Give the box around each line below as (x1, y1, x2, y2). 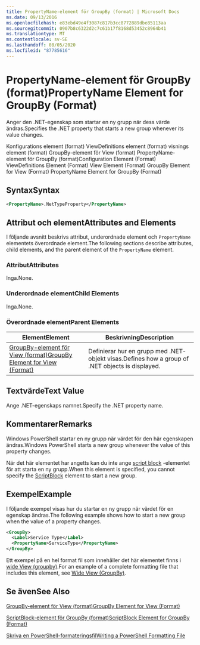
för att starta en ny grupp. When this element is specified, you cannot (6, 465, 175, 473)
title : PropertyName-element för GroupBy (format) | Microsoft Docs (6, 8, 180, 15)
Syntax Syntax (6, 186, 60, 196)
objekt (88, 354, 106, 363)
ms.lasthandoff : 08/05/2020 (6, 42, 76, 48)
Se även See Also (6, 587, 70, 597)
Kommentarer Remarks (6, 419, 92, 430)
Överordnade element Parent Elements (6, 317, 120, 326)
